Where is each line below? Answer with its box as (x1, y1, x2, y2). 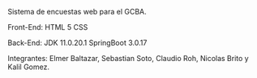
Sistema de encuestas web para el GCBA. (7, 7, 147, 16)
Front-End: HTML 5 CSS (7, 23, 88, 31)
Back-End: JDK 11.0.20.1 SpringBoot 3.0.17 (7, 38, 148, 47)
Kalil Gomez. (7, 62, 50, 72)
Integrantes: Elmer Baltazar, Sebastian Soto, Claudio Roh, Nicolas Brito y (7, 54, 249, 63)
